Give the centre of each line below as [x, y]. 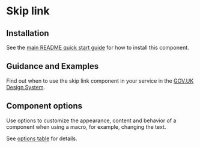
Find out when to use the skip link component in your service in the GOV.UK [100, 81]
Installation [28, 33]
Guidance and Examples [53, 66]
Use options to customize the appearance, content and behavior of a [91, 120]
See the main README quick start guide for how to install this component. [98, 47]
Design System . [26, 87]
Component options [44, 106]
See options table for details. [42, 138]
